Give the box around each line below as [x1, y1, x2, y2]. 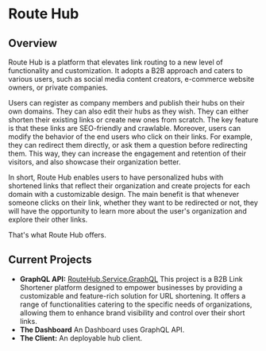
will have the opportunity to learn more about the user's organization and [8, 206, 248, 215]
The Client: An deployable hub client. [19, 333, 143, 342]
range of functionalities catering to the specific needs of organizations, [19, 299, 253, 309]
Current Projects [8, 253, 92, 267]
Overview [8, 37, 58, 50]
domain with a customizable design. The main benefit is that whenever [8, 190, 240, 199]
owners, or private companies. [8, 83, 109, 92]
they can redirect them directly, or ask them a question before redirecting [8, 141, 248, 149]
